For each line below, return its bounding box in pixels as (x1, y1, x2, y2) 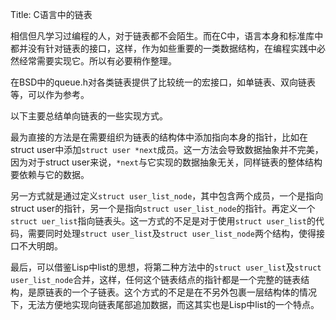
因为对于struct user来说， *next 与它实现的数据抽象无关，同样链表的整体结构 (10, 156, 323, 168)
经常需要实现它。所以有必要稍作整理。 (18, 55, 177, 67)
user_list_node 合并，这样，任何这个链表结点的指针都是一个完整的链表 (10, 274, 302, 285)
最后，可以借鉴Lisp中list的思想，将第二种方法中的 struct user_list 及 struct (10, 261, 322, 273)
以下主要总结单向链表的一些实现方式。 (10, 110, 168, 122)
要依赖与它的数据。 (10, 169, 90, 180)
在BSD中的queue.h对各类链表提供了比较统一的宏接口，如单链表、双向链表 (10, 76, 317, 88)
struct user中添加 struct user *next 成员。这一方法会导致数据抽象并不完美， (10, 144, 324, 155)
